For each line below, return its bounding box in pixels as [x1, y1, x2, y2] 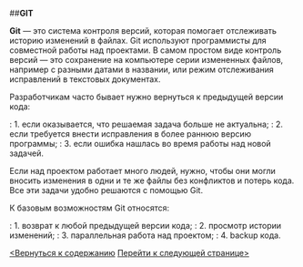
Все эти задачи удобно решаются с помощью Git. [9, 185, 203, 195]
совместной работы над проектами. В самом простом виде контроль [9, 45, 282, 56]
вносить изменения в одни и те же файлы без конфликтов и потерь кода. [9, 175, 295, 186]
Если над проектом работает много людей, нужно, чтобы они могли [9, 166, 276, 176]
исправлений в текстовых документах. [9, 74, 161, 85]
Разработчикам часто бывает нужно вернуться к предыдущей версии [9, 91, 284, 102]
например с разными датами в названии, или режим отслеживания [9, 64, 275, 75]
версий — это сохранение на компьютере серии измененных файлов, [9, 55, 284, 65]
